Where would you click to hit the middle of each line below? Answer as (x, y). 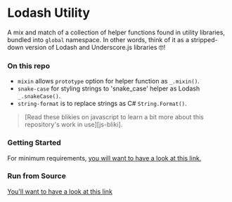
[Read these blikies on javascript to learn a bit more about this (114, 117)
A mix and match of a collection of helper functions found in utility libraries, (116, 32)
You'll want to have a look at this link (60, 191)
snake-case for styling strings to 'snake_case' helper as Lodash (109, 88)
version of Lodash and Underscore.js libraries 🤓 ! (95, 47)
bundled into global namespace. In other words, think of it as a (98, 39)
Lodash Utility (49, 13)
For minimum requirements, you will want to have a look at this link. (104, 158)
